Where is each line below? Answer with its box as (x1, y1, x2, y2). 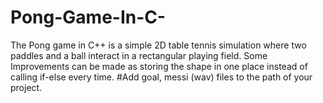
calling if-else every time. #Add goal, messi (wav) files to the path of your (10, 71, 313, 83)
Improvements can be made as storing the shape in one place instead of (10, 60, 308, 72)
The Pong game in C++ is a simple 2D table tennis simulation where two (10, 39, 307, 51)
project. (10, 81, 43, 93)
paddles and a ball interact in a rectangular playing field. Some (10, 49, 268, 61)
